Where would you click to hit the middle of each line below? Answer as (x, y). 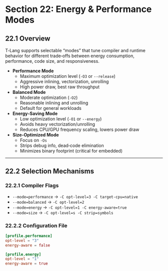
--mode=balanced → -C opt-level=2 (48, 202)
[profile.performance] (29, 236)
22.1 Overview (28, 38)
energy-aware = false (28, 245)
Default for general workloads (50, 108)
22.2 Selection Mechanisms (49, 171)
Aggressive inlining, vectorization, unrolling (64, 82)
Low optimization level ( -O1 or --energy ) (61, 119)
